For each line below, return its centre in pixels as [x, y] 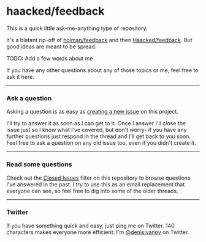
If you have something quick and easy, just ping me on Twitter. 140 [90, 226]
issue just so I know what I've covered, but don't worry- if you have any [97, 130]
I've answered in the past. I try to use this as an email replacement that [96, 184]
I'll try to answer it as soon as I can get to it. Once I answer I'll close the [96, 123]
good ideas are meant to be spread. [51, 46]
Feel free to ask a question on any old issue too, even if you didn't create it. [101, 143]
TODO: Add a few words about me [50, 58]
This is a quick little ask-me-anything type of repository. [77, 28]
